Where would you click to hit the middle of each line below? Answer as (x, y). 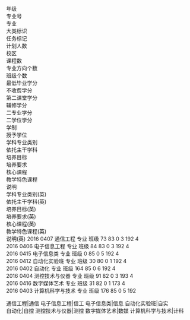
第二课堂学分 (22, 98)
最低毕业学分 (22, 83)
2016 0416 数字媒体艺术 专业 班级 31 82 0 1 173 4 (66, 283)
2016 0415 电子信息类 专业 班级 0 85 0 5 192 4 (63, 254)
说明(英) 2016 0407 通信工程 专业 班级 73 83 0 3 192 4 (72, 239)
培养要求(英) (21, 216)
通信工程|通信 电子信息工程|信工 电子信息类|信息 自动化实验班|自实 (87, 303)
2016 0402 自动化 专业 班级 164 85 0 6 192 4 (61, 268)
